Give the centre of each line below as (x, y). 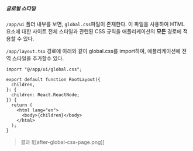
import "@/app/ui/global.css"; (44, 69)
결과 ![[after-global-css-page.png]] (63, 142)
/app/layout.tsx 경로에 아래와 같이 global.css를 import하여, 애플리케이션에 (93, 51)
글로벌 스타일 (21, 8)
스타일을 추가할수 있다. (38, 58)
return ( (22, 105)
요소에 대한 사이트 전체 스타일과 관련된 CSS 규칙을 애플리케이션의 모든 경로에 (94, 31)
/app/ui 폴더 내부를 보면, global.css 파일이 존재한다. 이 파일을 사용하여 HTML (96, 24)
